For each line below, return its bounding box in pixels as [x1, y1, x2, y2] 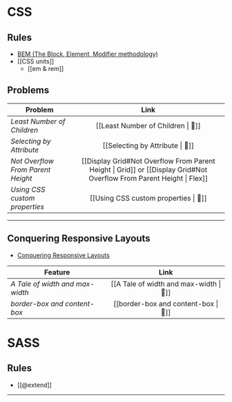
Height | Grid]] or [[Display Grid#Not [89, 165, 208, 174]
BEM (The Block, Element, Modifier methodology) [17, 50, 159, 58]
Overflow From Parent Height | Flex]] [88, 173, 209, 183]
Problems [7, 84, 50, 97]
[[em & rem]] [27, 65, 64, 72]
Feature [43, 267, 70, 277]
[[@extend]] [17, 381, 52, 389]
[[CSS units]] [17, 57, 55, 66]
